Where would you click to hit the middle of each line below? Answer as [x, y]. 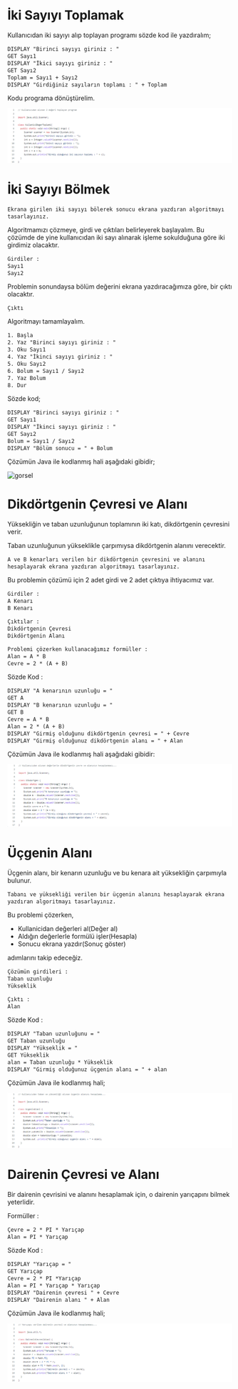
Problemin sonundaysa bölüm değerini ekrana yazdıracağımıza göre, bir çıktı [120, 287]
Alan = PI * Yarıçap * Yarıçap [54, 1285]
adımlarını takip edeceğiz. [45, 958]
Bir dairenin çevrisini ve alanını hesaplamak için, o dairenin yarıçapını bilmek [119, 1194]
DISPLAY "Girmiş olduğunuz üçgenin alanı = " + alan [87, 1070]
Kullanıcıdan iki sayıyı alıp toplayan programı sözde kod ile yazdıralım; [109, 35]
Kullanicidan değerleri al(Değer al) [68, 929]
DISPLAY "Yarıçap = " [40, 1264]
